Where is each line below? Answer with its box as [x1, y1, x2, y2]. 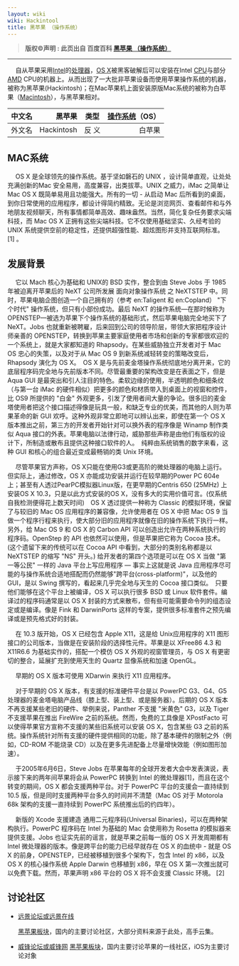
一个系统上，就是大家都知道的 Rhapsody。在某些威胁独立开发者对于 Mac [7, 341, 222, 348]
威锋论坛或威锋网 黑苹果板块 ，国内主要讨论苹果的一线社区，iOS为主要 [17, 942, 223, 950]
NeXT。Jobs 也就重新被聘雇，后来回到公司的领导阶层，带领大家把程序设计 [7, 323, 227, 331]
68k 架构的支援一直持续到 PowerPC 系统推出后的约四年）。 [7, 800, 179, 808]
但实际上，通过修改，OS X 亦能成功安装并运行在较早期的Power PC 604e [7, 472, 220, 480]
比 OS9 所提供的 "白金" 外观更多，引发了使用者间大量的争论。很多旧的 [7, 394, 214, 402]
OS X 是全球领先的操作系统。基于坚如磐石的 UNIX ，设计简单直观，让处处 [15, 172, 232, 181]
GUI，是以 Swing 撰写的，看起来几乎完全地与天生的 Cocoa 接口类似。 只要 [7, 579, 228, 587]
